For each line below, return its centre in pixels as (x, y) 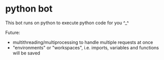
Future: (13, 32)
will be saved (26, 53)
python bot (29, 9)
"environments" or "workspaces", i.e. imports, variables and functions (86, 47)
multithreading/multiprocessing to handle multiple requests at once (83, 42)
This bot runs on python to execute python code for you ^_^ (67, 23)
